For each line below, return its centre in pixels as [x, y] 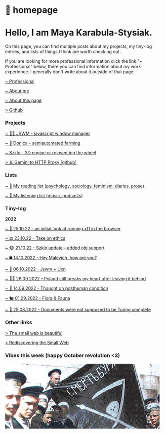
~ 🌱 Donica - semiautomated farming [43, 143]
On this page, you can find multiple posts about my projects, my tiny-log [79, 46]
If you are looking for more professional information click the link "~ [74, 61]
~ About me [17, 91]
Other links [19, 322]
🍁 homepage [32, 10]
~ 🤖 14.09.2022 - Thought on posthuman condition [57, 288]
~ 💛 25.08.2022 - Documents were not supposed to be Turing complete [78, 310]
